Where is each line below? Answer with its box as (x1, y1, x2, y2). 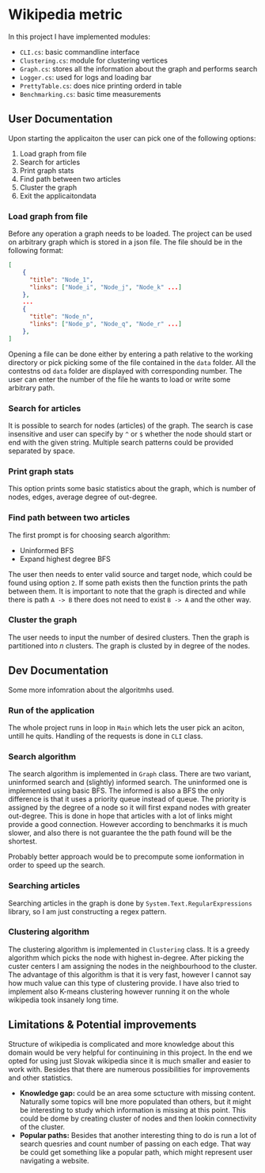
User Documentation (8, 113, 113, 126)
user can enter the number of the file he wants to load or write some (8, 375, 231, 384)
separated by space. (8, 446, 75, 456)
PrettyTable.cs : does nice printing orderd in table (19, 81, 182, 90)
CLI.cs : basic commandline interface (19, 47, 140, 56)
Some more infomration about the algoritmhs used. (8, 685, 174, 694)
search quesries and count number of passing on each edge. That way (19, 1139, 252, 1148)
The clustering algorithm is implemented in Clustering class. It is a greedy (8, 944, 250, 954)
